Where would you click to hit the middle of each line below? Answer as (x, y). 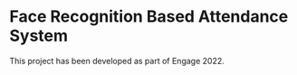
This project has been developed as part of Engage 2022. (117, 61)
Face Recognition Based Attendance (149, 17)
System (39, 36)
